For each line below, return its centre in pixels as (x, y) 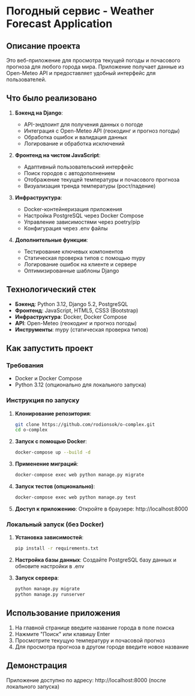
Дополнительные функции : (51, 240)
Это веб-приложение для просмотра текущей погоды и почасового (93, 60)
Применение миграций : (46, 464)
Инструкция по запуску (43, 400)
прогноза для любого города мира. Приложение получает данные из (95, 67)
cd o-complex (31, 430)
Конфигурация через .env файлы (66, 228)
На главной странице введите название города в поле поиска (94, 628)
